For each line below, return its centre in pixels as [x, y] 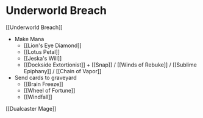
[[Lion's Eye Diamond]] [52, 45]
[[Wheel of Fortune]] [49, 90]
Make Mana [29, 39]
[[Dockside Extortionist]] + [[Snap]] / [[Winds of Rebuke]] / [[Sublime [110, 65]
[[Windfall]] [38, 97]
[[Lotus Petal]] [42, 51]
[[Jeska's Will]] [43, 58]
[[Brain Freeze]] [43, 84]
